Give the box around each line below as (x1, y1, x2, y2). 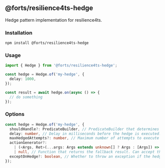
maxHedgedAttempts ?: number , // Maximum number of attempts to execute (9, 135, 160, 141)
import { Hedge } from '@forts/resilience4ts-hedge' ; (5, 63, 118, 68)
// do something (9, 95, 43, 100)
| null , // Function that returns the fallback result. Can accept (14, 150, 155, 155)
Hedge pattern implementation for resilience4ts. (5, 17, 102, 23)
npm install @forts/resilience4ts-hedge (5, 40, 89, 46)
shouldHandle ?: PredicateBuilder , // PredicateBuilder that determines (9, 127, 160, 132)
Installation (5, 29, 33, 36)
